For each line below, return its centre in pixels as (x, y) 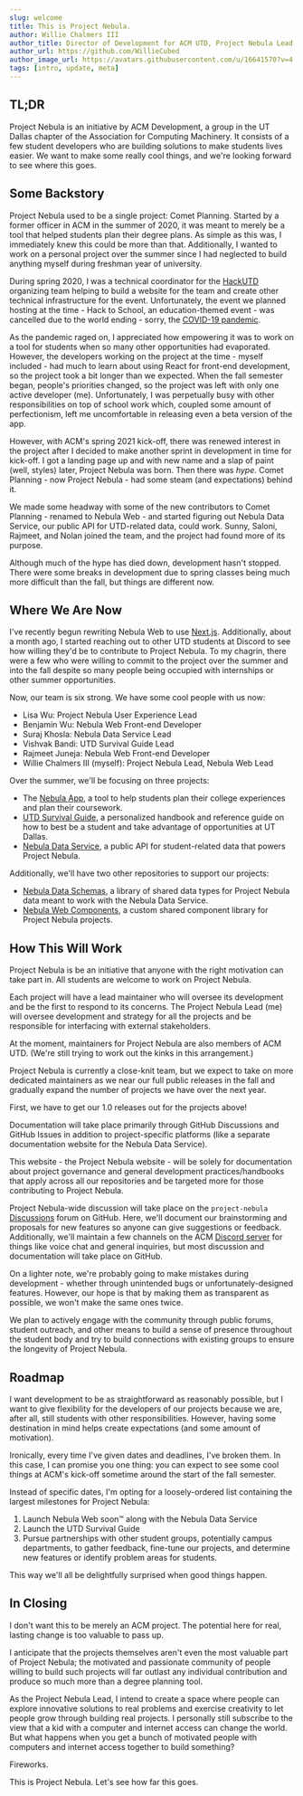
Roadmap (37, 1378)
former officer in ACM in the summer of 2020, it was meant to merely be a (147, 225)
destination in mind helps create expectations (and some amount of (135, 1428)
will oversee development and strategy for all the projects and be (130, 1017)
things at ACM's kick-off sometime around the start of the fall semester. (143, 1474)
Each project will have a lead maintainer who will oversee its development (147, 997)
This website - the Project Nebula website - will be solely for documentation (151, 1162)
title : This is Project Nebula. (70, 26)
